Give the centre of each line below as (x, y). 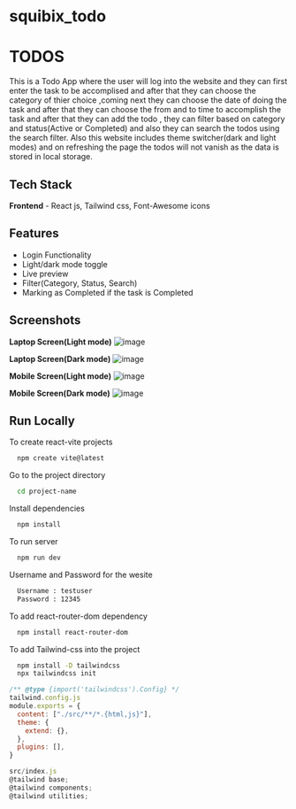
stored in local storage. (51, 157)
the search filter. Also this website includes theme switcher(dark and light (143, 138)
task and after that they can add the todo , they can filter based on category (147, 119)
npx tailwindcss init (57, 674)
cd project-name (47, 492)
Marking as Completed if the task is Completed (107, 292)
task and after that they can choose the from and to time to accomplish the (145, 110)
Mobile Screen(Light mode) (61, 376)
